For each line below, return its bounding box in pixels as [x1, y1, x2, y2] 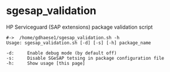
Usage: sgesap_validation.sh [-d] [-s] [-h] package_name [6, 40, 151, 46]
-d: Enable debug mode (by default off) [6, 50, 117, 56]
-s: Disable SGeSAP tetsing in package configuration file [6, 55, 165, 61]
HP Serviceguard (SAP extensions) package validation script [6, 23, 153, 30]
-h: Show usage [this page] [6, 60, 85, 66]
